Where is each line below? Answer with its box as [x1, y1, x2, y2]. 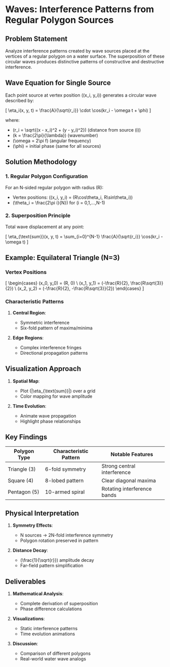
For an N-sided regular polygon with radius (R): [5, 184, 104, 190]
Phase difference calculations [20, 606, 82, 612]
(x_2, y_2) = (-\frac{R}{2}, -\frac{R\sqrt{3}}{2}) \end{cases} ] [17, 285, 144, 291]
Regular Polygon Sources [5, 14, 114, 26]
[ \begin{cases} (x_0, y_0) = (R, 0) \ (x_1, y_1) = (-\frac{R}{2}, [5, 280, 130, 286]
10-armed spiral [45, 488, 85, 495]
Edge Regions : [12, 335, 44, 341]
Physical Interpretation [5, 509, 79, 517]
